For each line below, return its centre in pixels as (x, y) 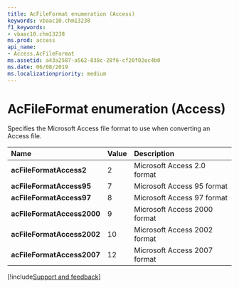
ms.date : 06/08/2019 (38, 67)
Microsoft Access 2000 (174, 210)
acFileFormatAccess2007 (56, 255)
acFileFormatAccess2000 (56, 214)
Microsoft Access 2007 (174, 250)
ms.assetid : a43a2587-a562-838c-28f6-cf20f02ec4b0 (84, 61)
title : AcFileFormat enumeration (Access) (71, 14)
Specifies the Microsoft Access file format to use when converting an (109, 128)
